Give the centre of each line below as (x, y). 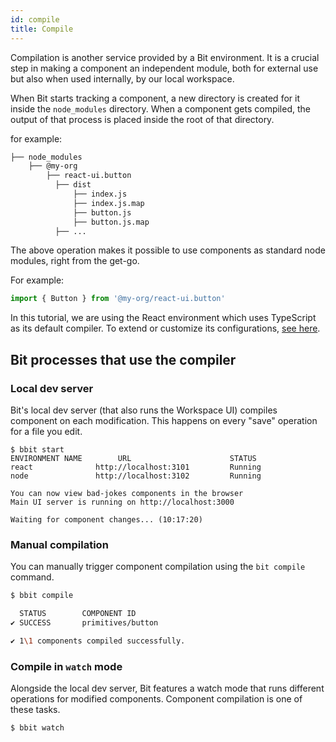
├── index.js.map (109, 203)
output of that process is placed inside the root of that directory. (142, 119)
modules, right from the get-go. (75, 261)
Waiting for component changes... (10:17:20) (106, 519)
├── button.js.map (111, 222)
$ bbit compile (42, 596)
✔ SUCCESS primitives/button (84, 622)
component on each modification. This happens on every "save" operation (164, 420)
